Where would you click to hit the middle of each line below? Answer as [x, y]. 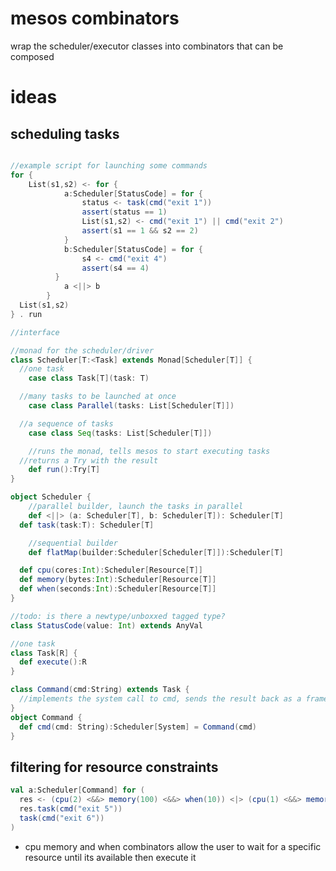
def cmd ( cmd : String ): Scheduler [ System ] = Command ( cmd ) [138, 727]
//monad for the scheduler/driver [82, 350]
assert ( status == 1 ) [124, 212]
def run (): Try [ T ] [64, 470]
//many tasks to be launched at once [98, 397]
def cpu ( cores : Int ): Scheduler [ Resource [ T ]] [111, 570]
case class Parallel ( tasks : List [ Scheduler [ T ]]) [131, 406]
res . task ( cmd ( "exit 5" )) [71, 809]
